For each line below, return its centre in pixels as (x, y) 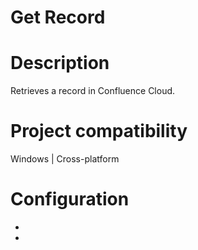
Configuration (70, 199)
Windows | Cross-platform (65, 159)
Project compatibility (99, 131)
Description (60, 63)
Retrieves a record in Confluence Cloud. (93, 91)
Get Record (58, 17)
